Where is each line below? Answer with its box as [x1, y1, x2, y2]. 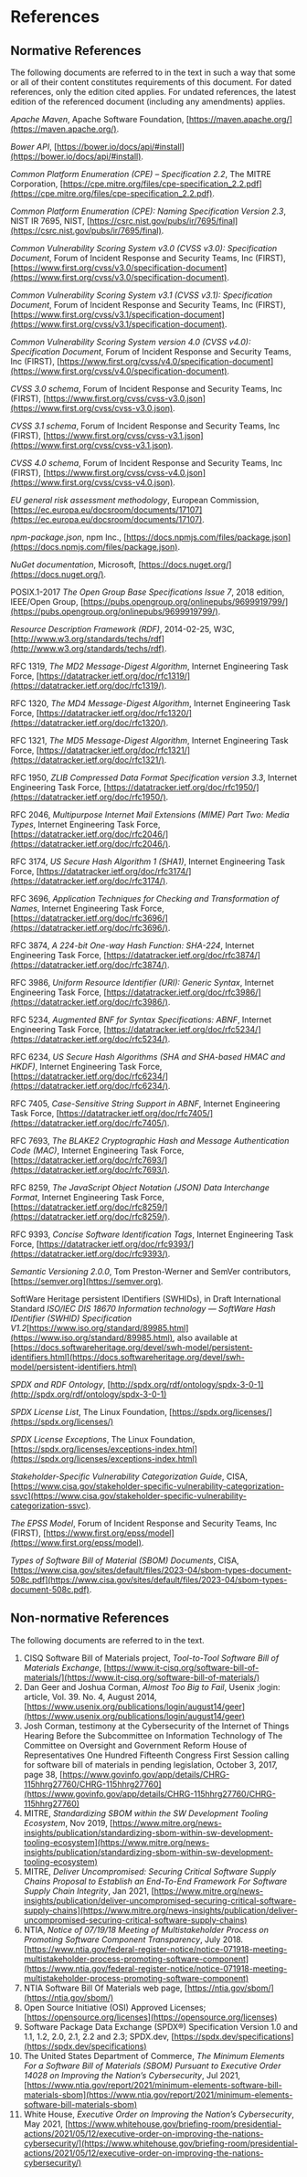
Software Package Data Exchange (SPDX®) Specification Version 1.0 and [23, 2021, 298, 2032]
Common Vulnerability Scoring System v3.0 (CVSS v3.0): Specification [10, 243, 278, 253]
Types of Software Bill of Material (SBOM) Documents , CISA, [10, 1555, 240, 1566]
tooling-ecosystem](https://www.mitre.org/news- [23, 1836, 210, 1847]
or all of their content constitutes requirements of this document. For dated [10, 77, 291, 88]
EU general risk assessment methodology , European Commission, [10, 495, 259, 505]
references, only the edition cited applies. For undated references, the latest [10, 87, 296, 97]
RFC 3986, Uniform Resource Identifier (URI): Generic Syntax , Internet [10, 978, 275, 988]
